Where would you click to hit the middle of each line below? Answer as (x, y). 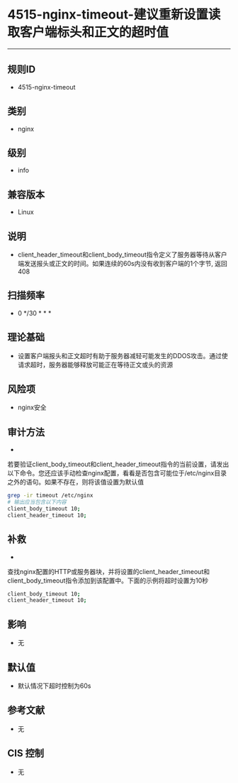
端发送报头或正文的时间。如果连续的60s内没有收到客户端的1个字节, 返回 (123, 263)
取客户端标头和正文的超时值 (88, 32)
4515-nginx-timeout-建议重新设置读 (114, 15)
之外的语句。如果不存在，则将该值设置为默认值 (75, 482)
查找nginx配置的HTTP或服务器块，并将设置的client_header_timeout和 (109, 571)
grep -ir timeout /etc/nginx (50, 496)
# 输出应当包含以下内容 (37, 502)
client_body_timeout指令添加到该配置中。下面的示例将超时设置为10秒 (108, 580)
